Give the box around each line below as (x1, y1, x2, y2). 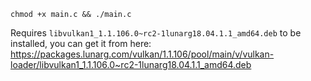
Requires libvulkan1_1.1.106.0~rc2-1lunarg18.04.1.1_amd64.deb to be (10, 27, 302, 39)
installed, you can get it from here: (10, 38, 152, 49)
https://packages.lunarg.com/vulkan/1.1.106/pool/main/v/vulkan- (10, 48, 275, 60)
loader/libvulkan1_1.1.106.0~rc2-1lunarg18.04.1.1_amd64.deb (10, 59, 252, 70)
